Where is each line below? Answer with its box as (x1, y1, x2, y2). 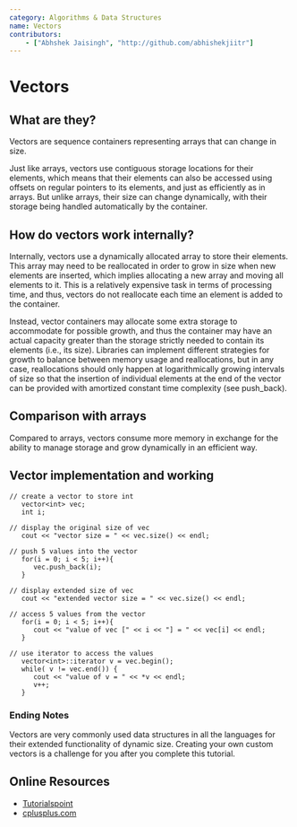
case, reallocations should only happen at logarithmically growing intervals (9, 364, 284, 375)
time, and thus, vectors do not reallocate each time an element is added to (9, 289, 284, 300)
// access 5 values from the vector (9, 609, 146, 619)
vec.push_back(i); (32, 562, 102, 571)
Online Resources (9, 774, 110, 789)
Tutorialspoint (21, 797, 73, 808)
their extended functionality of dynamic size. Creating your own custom (9, 738, 274, 749)
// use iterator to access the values (9, 649, 154, 657)
